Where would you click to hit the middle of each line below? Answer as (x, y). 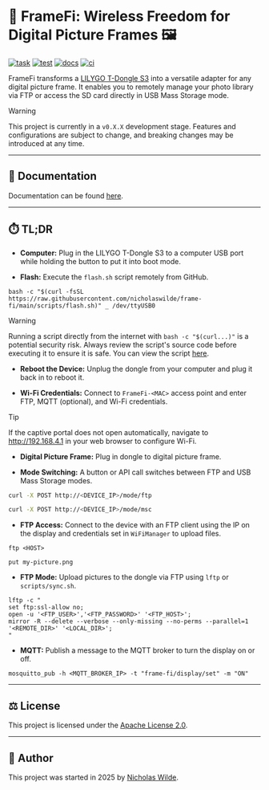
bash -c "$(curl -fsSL (46, 291)
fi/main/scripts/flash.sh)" (55, 305)
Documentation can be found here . (66, 195)
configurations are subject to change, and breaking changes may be (121, 135)
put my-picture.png (41, 562)
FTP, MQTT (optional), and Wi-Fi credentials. (94, 401)
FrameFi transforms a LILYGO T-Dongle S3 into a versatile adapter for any (130, 78)
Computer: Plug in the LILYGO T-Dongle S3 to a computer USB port (132, 253)
